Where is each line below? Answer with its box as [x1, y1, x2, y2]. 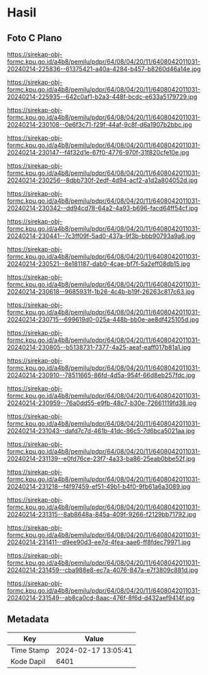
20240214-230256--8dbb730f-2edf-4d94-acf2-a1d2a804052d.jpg [7, 176, 198, 184]
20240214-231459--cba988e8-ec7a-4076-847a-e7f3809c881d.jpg [7, 566, 198, 574]
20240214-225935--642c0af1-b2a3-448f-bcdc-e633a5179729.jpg [7, 93, 198, 101]
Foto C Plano [7, 32, 62, 44]
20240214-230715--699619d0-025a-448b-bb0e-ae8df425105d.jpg [7, 315, 200, 323]
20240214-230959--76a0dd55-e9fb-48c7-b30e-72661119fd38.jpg [7, 399, 197, 407]
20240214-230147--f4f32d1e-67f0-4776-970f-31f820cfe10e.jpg [7, 149, 190, 156]
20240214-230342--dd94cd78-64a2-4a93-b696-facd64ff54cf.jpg [7, 204, 198, 212]
